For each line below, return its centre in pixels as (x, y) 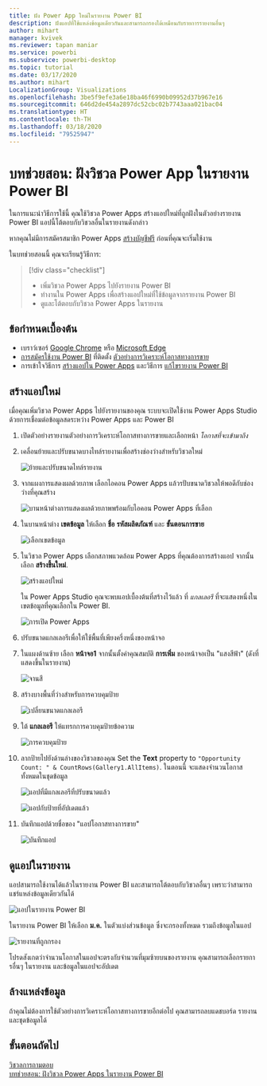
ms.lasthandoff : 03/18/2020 (56, 127)
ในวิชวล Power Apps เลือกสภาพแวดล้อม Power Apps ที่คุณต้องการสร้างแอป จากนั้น (137, 556)
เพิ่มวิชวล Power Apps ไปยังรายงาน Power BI (106, 285)
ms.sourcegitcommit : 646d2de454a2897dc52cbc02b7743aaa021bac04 (116, 104)
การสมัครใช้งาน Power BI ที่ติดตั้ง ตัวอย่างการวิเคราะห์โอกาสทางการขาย (115, 357)
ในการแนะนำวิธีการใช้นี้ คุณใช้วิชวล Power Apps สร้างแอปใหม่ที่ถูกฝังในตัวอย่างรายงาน (125, 213)
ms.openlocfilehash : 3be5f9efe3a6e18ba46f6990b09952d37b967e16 (116, 97)
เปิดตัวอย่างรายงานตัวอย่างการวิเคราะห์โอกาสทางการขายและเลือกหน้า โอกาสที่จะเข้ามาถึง (134, 436)
